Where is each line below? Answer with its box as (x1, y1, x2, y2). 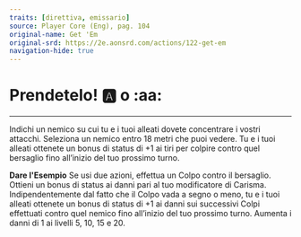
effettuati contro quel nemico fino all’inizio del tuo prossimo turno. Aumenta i (9, 208, 292, 219)
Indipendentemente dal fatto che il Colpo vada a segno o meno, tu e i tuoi (9, 189, 280, 200)
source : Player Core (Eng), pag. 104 (9, 22, 150, 31)
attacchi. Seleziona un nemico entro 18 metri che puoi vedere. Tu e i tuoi (9, 134, 276, 145)
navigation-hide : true (9, 47, 94, 56)
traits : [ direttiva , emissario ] (9, 13, 130, 22)
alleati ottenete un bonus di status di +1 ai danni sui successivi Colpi (9, 198, 261, 209)
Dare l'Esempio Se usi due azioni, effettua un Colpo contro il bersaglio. (9, 170, 271, 180)
